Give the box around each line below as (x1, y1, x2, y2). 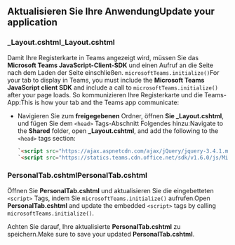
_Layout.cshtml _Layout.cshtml (7, 38, 116, 48)
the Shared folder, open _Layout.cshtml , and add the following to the (17, 126, 219, 135)
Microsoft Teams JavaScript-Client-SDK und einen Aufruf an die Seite (7, 61, 214, 69)
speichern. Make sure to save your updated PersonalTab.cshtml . (7, 230, 195, 238)
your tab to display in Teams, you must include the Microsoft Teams (7, 76, 205, 84)
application (7, 17, 58, 29)
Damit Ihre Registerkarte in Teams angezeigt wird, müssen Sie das (7, 53, 199, 62)
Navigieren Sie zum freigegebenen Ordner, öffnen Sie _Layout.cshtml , (17, 111, 224, 120)
